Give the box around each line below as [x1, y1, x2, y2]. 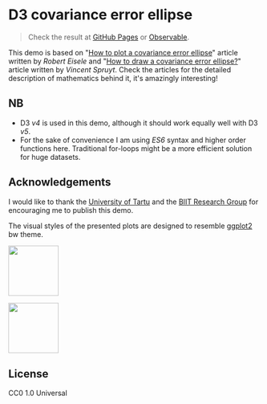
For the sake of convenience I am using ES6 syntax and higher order [19, 135, 246, 145]
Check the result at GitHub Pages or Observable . [27, 32, 190, 42]
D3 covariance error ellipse [8, 6, 193, 24]
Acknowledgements [8, 175, 111, 190]
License [8, 367, 49, 381]
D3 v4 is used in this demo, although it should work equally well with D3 [19, 118, 258, 128]
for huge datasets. [19, 152, 81, 161]
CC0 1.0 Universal [8, 388, 68, 398]
